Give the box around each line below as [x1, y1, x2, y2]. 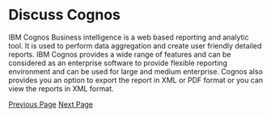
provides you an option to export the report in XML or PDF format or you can [8, 75, 264, 85]
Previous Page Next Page [8, 99, 94, 109]
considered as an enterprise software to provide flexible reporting [8, 58, 228, 68]
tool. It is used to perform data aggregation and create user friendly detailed [8, 40, 262, 50]
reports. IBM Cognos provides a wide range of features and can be [8, 49, 232, 59]
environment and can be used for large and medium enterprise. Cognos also [8, 66, 263, 76]
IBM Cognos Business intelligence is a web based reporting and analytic [8, 32, 249, 42]
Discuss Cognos [8, 6, 121, 24]
